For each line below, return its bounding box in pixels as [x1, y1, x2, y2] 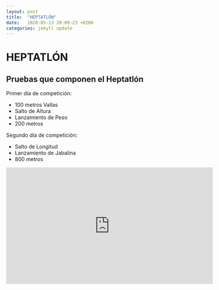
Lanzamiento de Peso [14, 114, 68, 121]
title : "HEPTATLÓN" [6, 14, 57, 20]
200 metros [14, 120, 43, 127]
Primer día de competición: [6, 90, 72, 97]
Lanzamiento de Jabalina [14, 149, 76, 157]
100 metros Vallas [14, 101, 58, 108]
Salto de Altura [14, 108, 51, 115]
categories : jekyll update [6, 25, 73, 31]
